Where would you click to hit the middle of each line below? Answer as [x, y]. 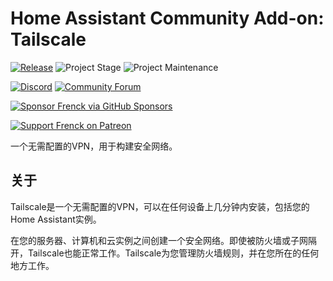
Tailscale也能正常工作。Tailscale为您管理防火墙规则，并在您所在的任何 [173, 253]
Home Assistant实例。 [56, 219]
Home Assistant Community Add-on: [167, 18]
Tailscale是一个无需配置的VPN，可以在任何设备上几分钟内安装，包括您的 [160, 206]
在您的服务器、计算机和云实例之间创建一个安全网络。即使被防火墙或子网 [159, 240]
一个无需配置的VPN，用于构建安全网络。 [94, 146]
